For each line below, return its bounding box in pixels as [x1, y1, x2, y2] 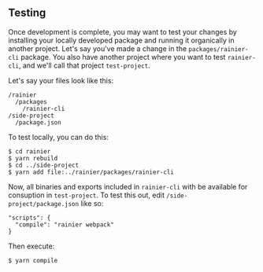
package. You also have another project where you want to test [20, 52, 226, 61]
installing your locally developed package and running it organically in [8, 35, 235, 45]
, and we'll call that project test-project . [18, 61, 151, 70]
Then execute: [8, 241, 55, 251]
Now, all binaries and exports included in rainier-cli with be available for [8, 182, 248, 191]
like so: [80, 198, 104, 208]
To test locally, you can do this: [8, 132, 109, 142]
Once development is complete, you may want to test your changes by [8, 27, 238, 36]
